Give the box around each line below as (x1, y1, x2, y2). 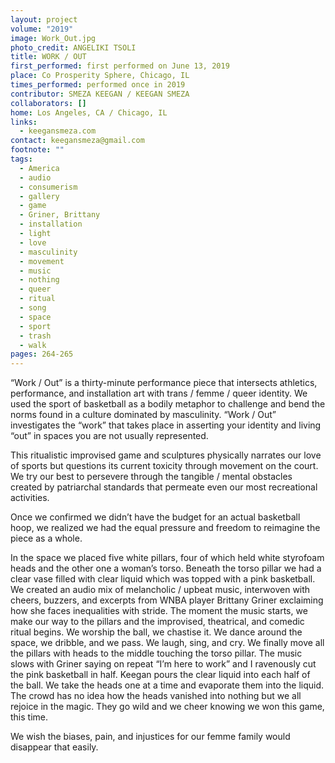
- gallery (19, 191, 60, 201)
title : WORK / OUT (10, 52, 87, 62)
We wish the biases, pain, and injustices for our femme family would (10, 731, 291, 743)
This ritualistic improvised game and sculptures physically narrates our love (10, 449, 322, 461)
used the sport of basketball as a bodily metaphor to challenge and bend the (10, 398, 326, 410)
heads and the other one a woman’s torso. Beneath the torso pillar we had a (10, 562, 322, 575)
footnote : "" (10, 145, 65, 155)
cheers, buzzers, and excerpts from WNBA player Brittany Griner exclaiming (10, 594, 324, 606)
